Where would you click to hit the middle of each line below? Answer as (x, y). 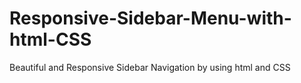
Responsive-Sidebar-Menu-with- (150, 18)
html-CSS (50, 39)
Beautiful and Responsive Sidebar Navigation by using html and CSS (150, 67)
